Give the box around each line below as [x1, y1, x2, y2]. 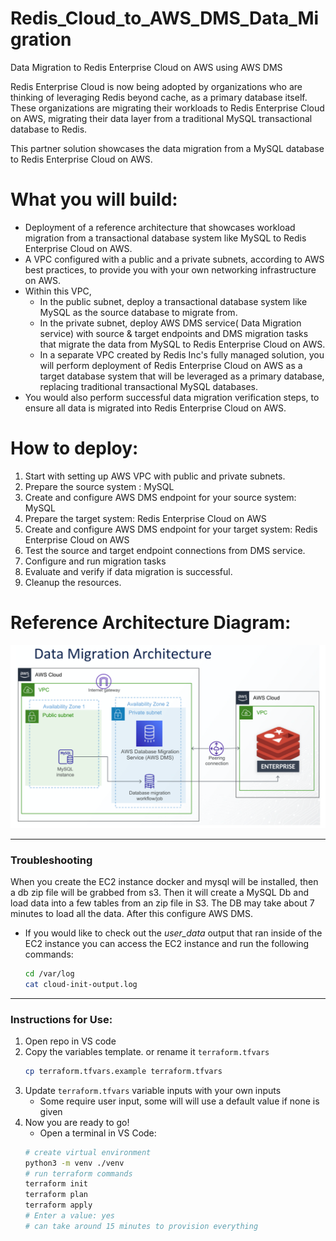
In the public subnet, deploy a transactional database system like [39, 295, 308, 307]
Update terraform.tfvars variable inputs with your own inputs [24, 1084, 282, 1096]
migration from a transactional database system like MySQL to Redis [24, 232, 307, 244]
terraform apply [24, 1200, 93, 1211]
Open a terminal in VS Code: [39, 1127, 157, 1139]
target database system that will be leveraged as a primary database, [39, 370, 325, 382]
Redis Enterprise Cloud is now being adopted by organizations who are [10, 80, 303, 92]
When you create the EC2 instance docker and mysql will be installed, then [10, 875, 319, 887]
